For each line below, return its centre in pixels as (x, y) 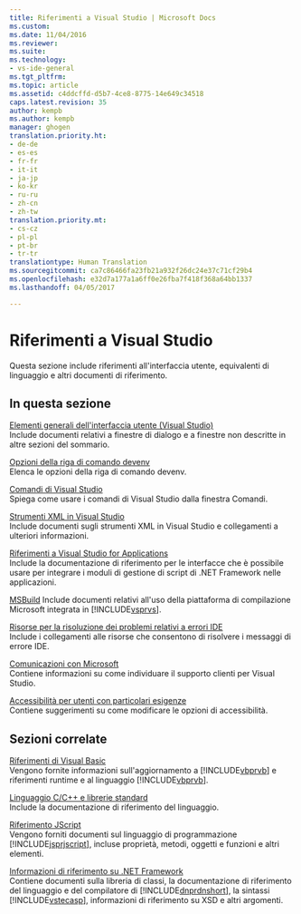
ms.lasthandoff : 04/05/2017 (62, 287)
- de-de (24, 144)
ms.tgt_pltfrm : (38, 77)
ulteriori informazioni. (49, 536)
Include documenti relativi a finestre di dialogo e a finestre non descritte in (148, 435)
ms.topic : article (44, 85)
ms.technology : (38, 60)
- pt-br (24, 246)
